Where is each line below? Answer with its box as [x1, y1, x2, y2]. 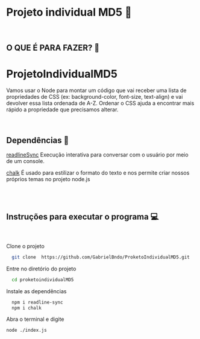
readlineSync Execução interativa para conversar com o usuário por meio [6, 151, 189, 158]
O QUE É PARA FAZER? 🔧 [6, 43, 100, 53]
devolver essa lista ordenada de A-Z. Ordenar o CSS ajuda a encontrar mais [6, 99, 195, 107]
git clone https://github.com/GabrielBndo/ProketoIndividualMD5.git [11, 254, 190, 260]
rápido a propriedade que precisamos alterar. [6, 106, 119, 113]
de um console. [6, 158, 45, 165]
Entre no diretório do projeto [6, 265, 77, 272]
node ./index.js [6, 328, 47, 334]
